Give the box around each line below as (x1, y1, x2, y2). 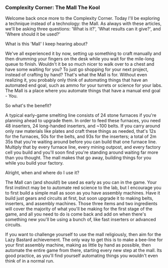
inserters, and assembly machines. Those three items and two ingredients (5, 201, 157, 207)
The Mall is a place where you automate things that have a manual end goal (5, 88, 161, 94)
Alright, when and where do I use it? (5, 170, 79, 176)
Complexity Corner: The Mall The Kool (5, 4, 100, 11)
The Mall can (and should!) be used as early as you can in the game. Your (5, 179, 157, 186)
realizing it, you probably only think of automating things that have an (5, 77, 148, 83)
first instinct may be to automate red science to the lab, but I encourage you (5, 185, 161, 191)
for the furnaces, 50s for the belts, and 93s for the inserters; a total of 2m (5, 134, 156, 140)
